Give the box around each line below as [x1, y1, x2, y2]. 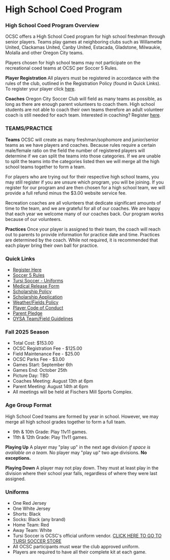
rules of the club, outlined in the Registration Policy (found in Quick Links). [5, 80, 161, 86]
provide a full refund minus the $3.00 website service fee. [5, 190, 127, 196]
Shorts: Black [12, 510, 41, 517]
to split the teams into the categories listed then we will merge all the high [5, 158, 160, 164]
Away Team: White [12, 527, 52, 533]
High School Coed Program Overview [5, 22, 99, 29]
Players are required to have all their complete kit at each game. [12, 549, 147, 555]
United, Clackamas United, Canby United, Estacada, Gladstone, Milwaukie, [5, 44, 162, 51]
